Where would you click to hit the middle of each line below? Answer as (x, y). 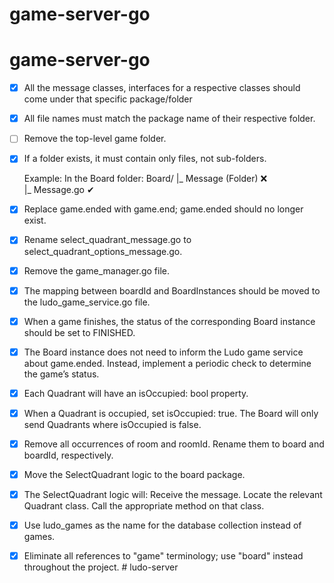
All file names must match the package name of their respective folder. (169, 119)
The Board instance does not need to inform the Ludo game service (163, 352)
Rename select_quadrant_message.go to (107, 240)
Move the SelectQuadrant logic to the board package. (134, 474)
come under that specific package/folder (108, 99)
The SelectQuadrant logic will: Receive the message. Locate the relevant (173, 494)
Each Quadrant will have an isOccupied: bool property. (136, 393)
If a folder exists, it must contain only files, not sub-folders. (145, 159)
